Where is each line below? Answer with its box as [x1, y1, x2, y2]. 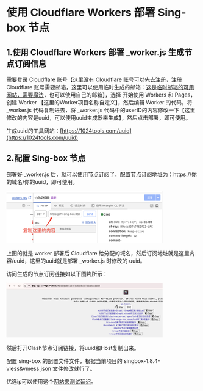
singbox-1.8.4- [124, 357, 160, 365]
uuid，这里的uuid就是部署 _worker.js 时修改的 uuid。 [13, 257, 146, 265]
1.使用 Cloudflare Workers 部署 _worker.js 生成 [6, 47, 185, 57]
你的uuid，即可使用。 [24, 178, 78, 185]
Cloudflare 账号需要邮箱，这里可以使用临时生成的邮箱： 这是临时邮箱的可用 [6, 84, 194, 90]
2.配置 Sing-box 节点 [6, 153, 86, 164]
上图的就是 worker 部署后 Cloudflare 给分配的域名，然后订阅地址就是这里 [6, 249, 190, 257]
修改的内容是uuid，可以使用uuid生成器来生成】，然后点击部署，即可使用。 [6, 114, 191, 121]
